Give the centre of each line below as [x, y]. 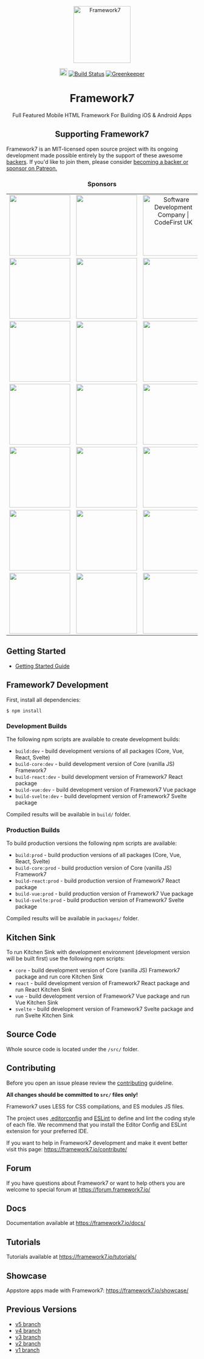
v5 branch [28, 1324]
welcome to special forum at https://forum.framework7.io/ [78, 1189]
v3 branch [28, 1337]
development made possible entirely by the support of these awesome [95, 155]
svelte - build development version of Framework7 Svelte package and [104, 1009]
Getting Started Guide [42, 666]
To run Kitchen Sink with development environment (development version [98, 952]
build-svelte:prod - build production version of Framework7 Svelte [100, 900]
